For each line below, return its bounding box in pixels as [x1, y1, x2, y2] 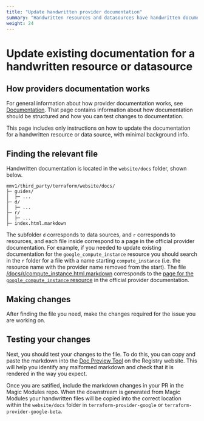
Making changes [6, 294, 71, 305]
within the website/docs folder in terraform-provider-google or [6, 401, 163, 408]
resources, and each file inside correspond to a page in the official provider [6, 238, 195, 245]
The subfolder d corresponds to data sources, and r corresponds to [6, 231, 176, 238]
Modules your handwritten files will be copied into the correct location [6, 394, 182, 402]
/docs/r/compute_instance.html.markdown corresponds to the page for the [6, 270, 194, 277]
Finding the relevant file [6, 149, 98, 159]
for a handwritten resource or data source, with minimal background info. [6, 131, 189, 138]
